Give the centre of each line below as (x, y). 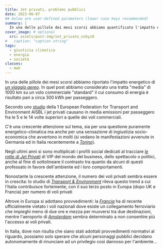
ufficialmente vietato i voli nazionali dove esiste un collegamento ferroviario (80, 206)
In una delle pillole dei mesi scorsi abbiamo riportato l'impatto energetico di (80, 82)
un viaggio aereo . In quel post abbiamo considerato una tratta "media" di (78, 87)
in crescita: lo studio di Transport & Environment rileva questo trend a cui (78, 182)
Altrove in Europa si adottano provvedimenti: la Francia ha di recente (73, 201)
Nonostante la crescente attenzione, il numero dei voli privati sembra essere (81, 176)
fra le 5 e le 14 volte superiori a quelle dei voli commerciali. (64, 117)
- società (19, 59)
